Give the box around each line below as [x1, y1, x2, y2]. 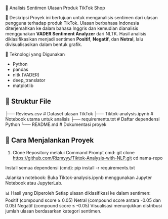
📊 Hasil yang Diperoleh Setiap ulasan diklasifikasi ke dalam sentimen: [5, 190, 151, 196]
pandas [12, 66, 29, 72]
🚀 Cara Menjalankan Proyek [5, 136, 94, 145]
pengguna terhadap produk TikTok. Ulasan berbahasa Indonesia [5, 20, 139, 26]
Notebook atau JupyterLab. [5, 180, 63, 186]
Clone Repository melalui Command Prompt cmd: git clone [12, 149, 135, 155]
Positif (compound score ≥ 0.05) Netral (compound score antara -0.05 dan [5, 197, 161, 203]
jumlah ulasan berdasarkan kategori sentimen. [5, 208, 102, 214]
